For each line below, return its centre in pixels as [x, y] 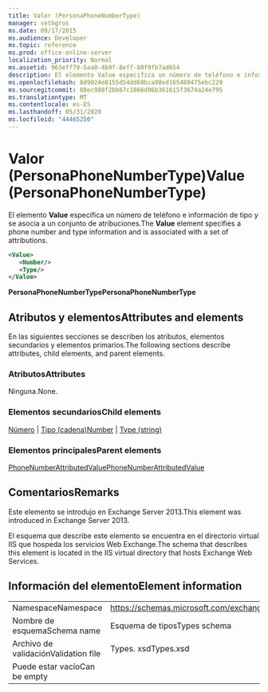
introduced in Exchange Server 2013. [69, 520]
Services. [24, 561]
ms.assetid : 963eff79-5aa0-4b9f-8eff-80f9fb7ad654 [94, 68]
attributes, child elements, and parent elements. [87, 354]
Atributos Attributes [47, 374]
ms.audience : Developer [48, 38]
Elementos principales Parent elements [85, 450]
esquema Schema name [57, 631]
